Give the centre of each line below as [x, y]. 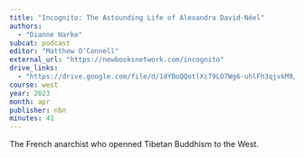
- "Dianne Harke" [50, 34]
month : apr [30, 102]
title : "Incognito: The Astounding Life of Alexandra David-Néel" [137, 18]
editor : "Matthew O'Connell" [64, 51]
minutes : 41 [32, 118]
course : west [34, 85]
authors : [26, 26]
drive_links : [34, 69]
